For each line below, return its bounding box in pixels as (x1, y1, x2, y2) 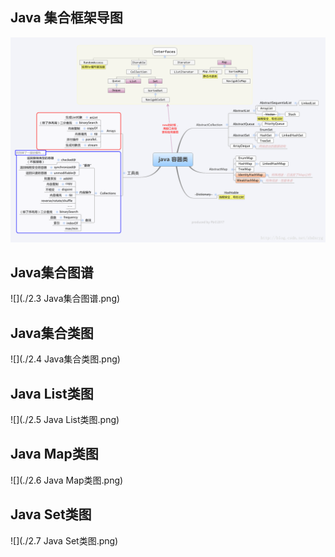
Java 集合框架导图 (10, 9, 123, 27)
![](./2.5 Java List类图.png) (10, 414, 120, 426)
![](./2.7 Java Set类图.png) (10, 534, 119, 547)
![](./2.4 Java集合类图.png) (10, 353, 121, 365)
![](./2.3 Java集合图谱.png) (10, 293, 121, 305)
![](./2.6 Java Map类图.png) (10, 474, 124, 486)
